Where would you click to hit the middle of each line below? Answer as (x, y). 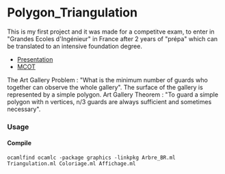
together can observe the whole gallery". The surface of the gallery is (105, 87)
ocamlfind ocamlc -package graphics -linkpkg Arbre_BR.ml (91, 158)
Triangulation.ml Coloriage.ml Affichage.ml (71, 164)
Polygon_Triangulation (72, 13)
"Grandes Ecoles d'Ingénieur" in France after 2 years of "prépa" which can (112, 38)
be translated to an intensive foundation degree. (75, 46)
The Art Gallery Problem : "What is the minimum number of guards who (108, 79)
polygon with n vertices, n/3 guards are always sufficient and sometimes (109, 101)
